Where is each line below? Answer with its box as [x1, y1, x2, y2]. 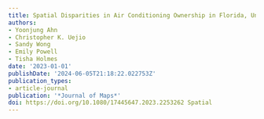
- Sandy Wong [8, 41, 51, 49]
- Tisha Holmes [8, 56, 58, 63]
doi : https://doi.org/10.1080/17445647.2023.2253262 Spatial [8, 99, 213, 106]
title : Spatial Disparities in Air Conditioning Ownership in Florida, [8, 11, 247, 20]
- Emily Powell [8, 48, 58, 56]
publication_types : [8, 77, 72, 85]
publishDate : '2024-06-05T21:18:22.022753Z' [8, 70, 156, 78]
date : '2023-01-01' [8, 63, 72, 70]
